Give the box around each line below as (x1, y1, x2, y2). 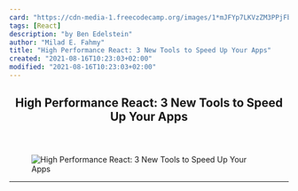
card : (9, 12, 29, 22)
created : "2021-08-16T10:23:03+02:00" (9, 54, 153, 63)
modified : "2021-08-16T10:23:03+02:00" (9, 63, 157, 72)
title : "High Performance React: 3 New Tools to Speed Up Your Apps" (9, 46, 272, 55)
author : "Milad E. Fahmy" (9, 37, 105, 47)
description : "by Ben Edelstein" (9, 29, 133, 38)
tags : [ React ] (9, 21, 62, 30)
